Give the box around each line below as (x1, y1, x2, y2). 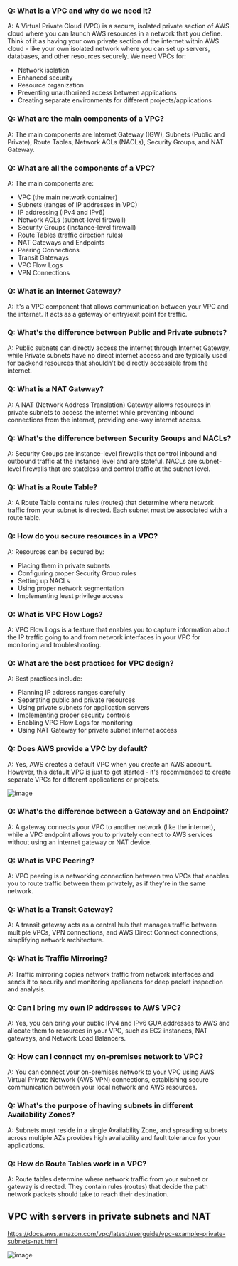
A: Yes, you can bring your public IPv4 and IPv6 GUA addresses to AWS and (7, 1019, 230, 1028)
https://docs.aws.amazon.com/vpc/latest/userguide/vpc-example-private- (7, 1229, 226, 1238)
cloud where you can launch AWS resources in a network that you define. (7, 29, 222, 38)
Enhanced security (17, 73, 73, 82)
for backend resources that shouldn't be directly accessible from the (7, 358, 208, 368)
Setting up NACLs (17, 576, 70, 585)
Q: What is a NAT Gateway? (7, 384, 104, 394)
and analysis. (7, 984, 46, 994)
